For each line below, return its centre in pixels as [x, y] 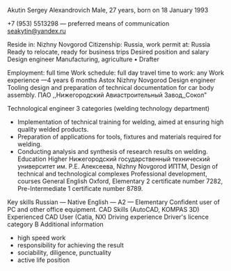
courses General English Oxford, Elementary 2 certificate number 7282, [120, 181]
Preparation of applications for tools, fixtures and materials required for [119, 137]
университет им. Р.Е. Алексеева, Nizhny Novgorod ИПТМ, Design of [118, 166]
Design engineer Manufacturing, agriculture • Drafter [83, 59]
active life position [43, 260]
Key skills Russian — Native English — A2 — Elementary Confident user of [114, 202]
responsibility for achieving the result [70, 245]
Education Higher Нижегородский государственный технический [113, 159]
